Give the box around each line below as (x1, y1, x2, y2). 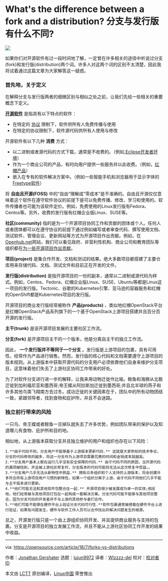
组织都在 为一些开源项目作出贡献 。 (5, 245, 75, 251)
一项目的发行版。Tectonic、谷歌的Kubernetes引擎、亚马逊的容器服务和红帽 (5, 285, 161, 292)
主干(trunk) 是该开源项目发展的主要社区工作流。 (5, 326, 104, 332)
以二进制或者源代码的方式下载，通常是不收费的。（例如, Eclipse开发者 (12, 149, 154, 155)
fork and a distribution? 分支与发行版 (5, 16, 159, 27)
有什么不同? (5, 29, 54, 40)
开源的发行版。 (5, 315, 36, 321)
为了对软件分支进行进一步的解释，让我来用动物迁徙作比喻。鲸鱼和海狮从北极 (5, 376, 163, 382)
